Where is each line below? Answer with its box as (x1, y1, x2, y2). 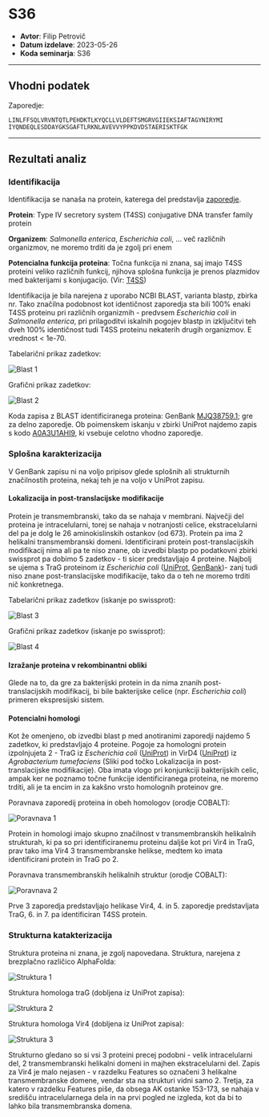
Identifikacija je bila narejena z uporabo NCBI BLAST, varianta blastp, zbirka (8, 290, 258, 301)
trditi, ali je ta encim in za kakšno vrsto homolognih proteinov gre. (8, 782, 224, 792)
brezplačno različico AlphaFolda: (8, 957, 116, 966)
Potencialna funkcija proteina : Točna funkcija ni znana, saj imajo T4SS (8, 258, 243, 268)
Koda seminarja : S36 (19, 48, 90, 58)
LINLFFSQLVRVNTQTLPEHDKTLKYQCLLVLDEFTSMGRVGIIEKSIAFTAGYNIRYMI (8, 116, 224, 124)
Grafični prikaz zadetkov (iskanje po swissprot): (8, 626, 166, 636)
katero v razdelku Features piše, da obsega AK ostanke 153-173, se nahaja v (8, 1084, 259, 1094)
